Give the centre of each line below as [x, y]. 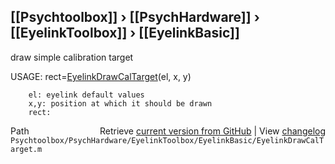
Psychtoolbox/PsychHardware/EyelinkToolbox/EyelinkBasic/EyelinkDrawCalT [167, 140]
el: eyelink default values [86, 95]
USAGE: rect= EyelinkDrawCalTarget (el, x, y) [101, 76]
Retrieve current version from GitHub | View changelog [212, 131]
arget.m [26, 149]
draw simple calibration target [72, 57]
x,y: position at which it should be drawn [120, 103]
